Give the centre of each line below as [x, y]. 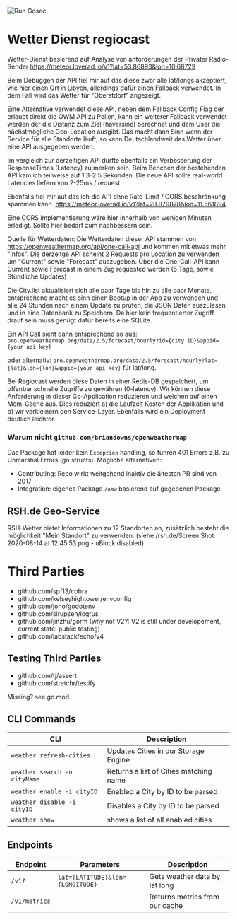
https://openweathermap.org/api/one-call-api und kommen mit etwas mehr [117, 246]
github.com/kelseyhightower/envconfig [74, 598]
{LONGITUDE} [78, 885]
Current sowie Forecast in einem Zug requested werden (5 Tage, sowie [110, 269]
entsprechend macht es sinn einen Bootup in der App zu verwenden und [113, 298]
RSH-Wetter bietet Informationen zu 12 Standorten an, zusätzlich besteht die [118, 528]
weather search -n [42, 772]
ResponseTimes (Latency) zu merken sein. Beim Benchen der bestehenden [116, 168]
